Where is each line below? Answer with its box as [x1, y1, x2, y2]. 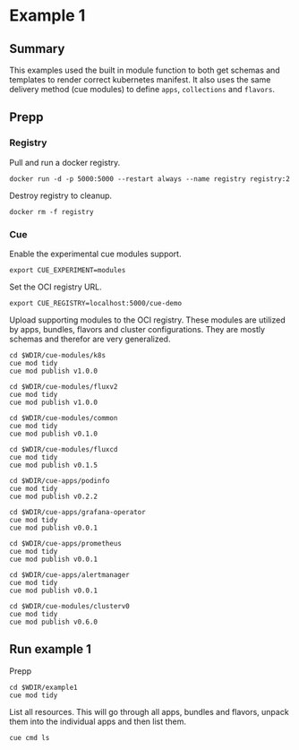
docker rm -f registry [9, 207, 94, 216]
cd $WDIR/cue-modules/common [9, 413, 118, 422]
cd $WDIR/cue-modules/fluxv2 [9, 382, 118, 391]
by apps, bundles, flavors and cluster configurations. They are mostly [9, 323, 266, 334]
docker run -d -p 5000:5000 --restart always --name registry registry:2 [9, 174, 291, 184]
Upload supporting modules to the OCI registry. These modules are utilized [9, 315, 286, 325]
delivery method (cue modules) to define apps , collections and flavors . [9, 84, 276, 94]
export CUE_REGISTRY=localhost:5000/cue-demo [9, 298, 182, 307]
